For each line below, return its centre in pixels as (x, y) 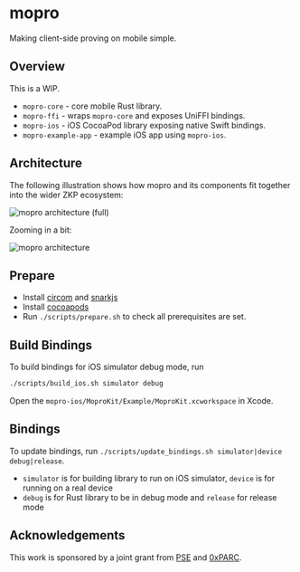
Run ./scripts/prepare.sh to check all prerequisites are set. (134, 317)
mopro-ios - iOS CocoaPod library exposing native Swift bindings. (144, 125)
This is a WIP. (35, 88)
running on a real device (67, 488)
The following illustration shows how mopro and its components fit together (150, 185)
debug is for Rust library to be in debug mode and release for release (150, 497)
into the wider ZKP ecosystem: (66, 195)
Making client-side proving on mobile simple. (93, 38)
